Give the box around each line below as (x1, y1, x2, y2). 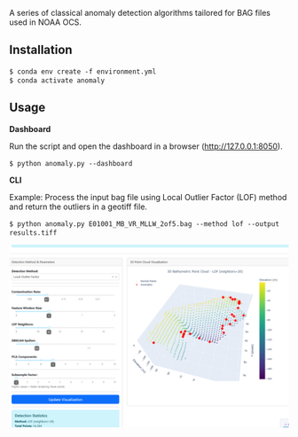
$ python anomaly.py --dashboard (9, 159, 133, 168)
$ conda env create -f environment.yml (9, 66, 157, 76)
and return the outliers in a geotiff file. (9, 201, 148, 212)
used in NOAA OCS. (9, 17, 82, 27)
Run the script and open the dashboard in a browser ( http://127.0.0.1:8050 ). (9, 141, 283, 152)
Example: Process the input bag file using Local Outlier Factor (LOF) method (9, 191, 287, 202)
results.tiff (9, 228, 58, 238)
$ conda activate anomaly (9, 75, 105, 85)
